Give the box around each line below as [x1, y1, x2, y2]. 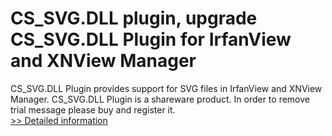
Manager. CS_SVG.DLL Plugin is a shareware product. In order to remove [10, 93, 310, 105]
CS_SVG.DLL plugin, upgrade [10, 7, 258, 30]
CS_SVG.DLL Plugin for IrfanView [10, 28, 292, 51]
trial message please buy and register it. [10, 103, 176, 116]
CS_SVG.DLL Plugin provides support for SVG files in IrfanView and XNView [10, 82, 323, 94]
